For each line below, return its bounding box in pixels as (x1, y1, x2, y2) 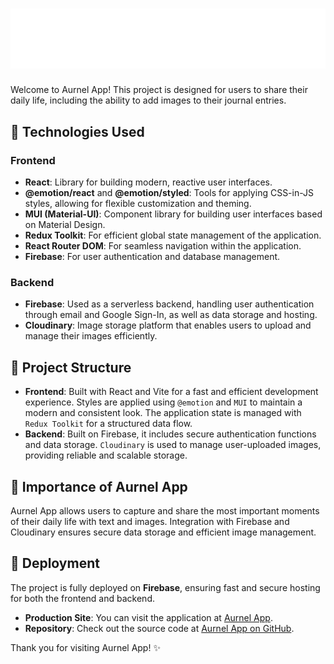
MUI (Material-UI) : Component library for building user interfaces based (24, 208, 323, 220)
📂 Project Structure (10, 359, 132, 376)
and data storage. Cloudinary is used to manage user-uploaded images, (24, 439, 322, 451)
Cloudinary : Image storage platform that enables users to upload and (24, 319, 312, 332)
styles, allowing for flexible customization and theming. (24, 198, 252, 210)
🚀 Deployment (10, 555, 100, 572)
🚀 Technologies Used (10, 123, 145, 140)
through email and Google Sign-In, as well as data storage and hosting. (24, 309, 318, 321)
